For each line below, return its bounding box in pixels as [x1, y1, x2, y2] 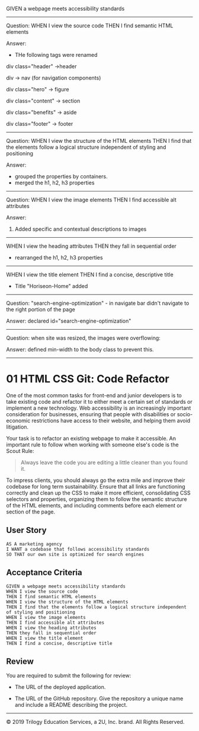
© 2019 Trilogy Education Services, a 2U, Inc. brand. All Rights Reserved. [6, 719, 185, 726]
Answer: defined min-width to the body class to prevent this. [6, 346, 154, 353]
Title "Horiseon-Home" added [14, 283, 88, 289]
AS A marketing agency [6, 541, 62, 547]
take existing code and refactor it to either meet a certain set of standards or [6, 398, 192, 405]
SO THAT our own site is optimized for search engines [6, 551, 145, 557]
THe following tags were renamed [14, 52, 98, 58]
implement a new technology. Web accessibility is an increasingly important [6, 404, 191, 411]
